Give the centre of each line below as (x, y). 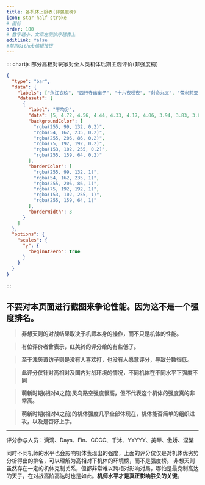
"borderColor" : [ (50, 166)
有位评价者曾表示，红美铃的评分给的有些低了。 (80, 347)
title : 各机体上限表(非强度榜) (41, 12)
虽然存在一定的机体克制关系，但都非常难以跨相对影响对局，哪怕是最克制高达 (103, 469)
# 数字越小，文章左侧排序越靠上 (41, 35)
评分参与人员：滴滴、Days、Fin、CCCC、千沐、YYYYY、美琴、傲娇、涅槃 (100, 440)
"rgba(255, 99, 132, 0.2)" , (69, 127)
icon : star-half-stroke (37, 18)
